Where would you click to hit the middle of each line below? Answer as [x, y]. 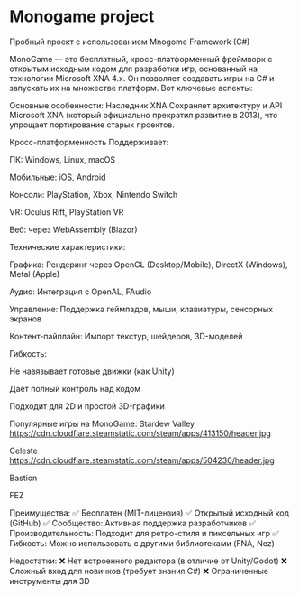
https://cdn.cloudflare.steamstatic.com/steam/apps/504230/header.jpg [142, 460]
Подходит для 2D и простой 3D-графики [87, 406]
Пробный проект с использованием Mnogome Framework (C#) [130, 42]
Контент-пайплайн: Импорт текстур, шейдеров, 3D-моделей [126, 336]
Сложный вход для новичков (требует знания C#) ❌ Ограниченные [139, 571]
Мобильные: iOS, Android [58, 177]
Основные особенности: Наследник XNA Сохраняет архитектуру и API [146, 105]
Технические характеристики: [68, 246]
